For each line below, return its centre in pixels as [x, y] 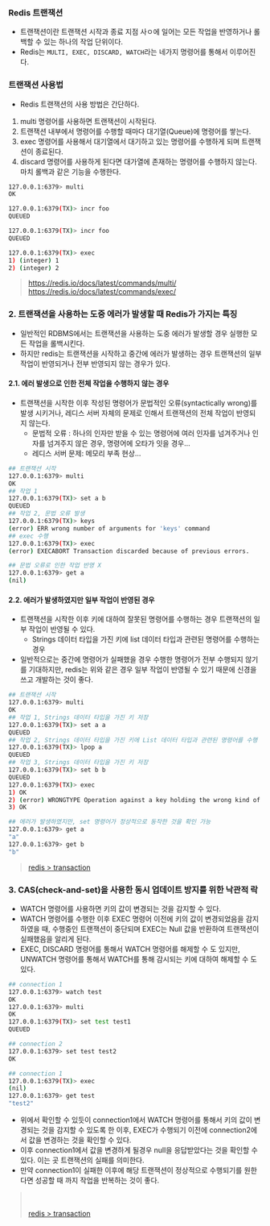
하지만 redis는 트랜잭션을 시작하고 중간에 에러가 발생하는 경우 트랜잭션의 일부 [141, 353]
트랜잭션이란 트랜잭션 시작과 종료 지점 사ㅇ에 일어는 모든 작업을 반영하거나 [136, 32]
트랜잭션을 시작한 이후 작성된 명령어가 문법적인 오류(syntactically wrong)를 [139, 403]
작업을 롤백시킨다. [57, 343]
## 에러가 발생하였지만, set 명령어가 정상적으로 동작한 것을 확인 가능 [110, 822]
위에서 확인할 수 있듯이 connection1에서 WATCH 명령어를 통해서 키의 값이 [136, 1120]
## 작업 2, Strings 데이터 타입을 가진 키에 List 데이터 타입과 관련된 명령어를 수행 [133, 740]
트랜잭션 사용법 [36, 85]
